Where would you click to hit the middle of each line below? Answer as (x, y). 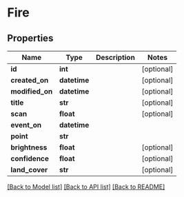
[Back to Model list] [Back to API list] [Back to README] (86, 187)
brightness (29, 147)
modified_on (32, 91)
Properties (30, 38)
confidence (30, 158)
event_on (26, 125)
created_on (30, 80)
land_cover (29, 170)
